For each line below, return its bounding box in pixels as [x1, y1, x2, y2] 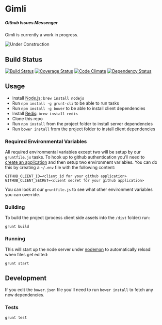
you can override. [5, 192, 40, 198]
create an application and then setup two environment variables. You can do [5, 159, 158, 165]
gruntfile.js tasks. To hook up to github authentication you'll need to [5, 154, 145, 160]
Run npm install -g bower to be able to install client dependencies [12, 105, 146, 111]
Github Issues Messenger [5, 19, 58, 25]
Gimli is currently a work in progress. [5, 32, 79, 38]
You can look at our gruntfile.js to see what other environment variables [5, 186, 153, 192]
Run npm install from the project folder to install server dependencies [12, 121, 153, 126]
